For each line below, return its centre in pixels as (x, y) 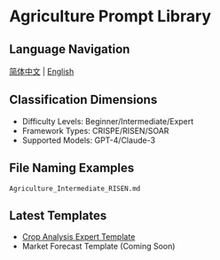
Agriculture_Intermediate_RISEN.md (75, 188)
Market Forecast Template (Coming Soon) (98, 247)
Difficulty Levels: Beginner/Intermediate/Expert (108, 121)
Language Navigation (70, 49)
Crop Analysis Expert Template (79, 237)
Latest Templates (58, 216)
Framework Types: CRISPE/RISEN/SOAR (95, 130)
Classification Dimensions (83, 100)
